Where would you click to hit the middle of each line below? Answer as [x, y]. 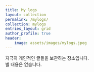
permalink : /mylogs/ [27, 19]
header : [13, 39]
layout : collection [26, 15]
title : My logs [21, 10]
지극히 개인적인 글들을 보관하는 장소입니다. [47, 58]
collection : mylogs [26, 24]
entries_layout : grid [28, 29]
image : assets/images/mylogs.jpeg [51, 43]
